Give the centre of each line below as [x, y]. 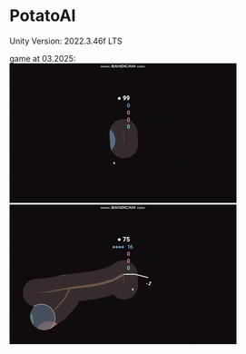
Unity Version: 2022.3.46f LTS [66, 41]
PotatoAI [43, 16]
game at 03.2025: [43, 58]
